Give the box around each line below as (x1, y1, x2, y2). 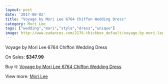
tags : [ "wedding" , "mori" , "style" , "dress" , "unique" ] (5, 26, 115, 31)
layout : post (5, 7, 32, 12)
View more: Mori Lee (5, 73, 48, 79)
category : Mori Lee (5, 21, 46, 26)
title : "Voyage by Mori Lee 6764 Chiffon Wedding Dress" (5, 16, 126, 21)
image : (5, 30, 19, 35)
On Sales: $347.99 (5, 54, 44, 60)
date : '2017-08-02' (5, 12, 46, 17)
